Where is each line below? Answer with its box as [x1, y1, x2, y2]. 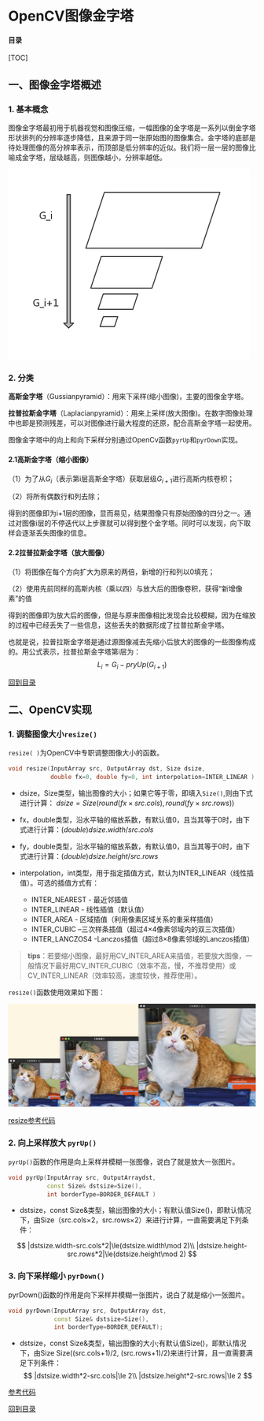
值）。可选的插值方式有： [19, 878, 100, 887]
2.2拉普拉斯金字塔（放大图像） [8, 547, 109, 557]
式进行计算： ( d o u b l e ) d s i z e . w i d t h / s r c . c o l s [19, 825, 154, 834]
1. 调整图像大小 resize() [8, 729, 98, 740]
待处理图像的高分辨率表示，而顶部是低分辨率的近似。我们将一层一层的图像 [8, 143, 249, 152]
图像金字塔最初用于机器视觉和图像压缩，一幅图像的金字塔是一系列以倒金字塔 [8, 123, 256, 132]
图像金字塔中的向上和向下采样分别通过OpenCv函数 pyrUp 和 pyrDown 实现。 [8, 435, 242, 445]
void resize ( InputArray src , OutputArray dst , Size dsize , [8, 765, 206, 773]
